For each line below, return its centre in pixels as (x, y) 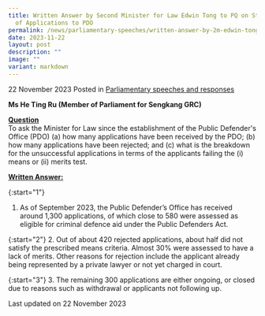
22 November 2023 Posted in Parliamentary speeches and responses (121, 89)
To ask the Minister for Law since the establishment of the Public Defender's (132, 128)
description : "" (35, 52)
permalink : (26, 30)
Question (24, 120)
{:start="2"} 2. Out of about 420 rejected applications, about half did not (125, 239)
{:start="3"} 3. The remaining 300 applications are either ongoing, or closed (131, 280)
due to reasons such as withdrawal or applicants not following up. (115, 288)
